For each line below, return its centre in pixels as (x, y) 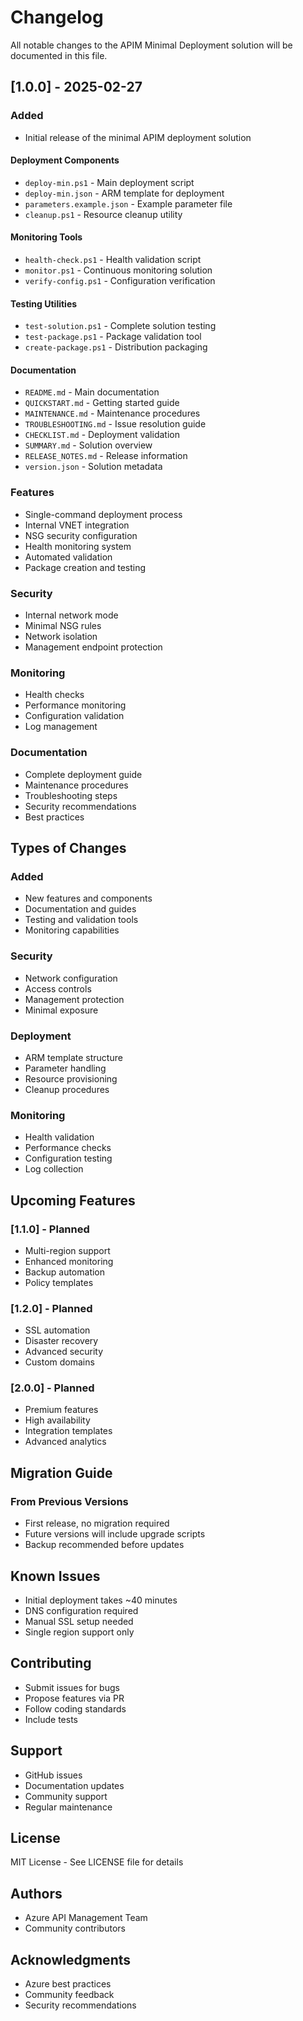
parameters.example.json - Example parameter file (128, 203)
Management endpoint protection (93, 647)
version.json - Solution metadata (93, 467)
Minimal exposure (61, 1010)
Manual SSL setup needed (79, 1621)
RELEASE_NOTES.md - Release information (106, 456)
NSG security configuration (81, 535)
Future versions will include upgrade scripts (115, 1534)
